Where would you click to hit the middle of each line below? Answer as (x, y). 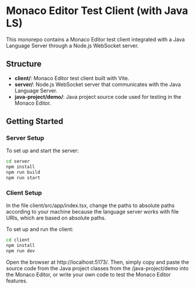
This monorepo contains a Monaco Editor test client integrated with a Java (95, 39)
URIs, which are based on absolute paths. (56, 218)
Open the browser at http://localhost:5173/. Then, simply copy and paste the (97, 262)
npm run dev (20, 251)
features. (17, 281)
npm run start (23, 178)
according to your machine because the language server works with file (93, 212)
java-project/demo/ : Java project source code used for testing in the (98, 97)
